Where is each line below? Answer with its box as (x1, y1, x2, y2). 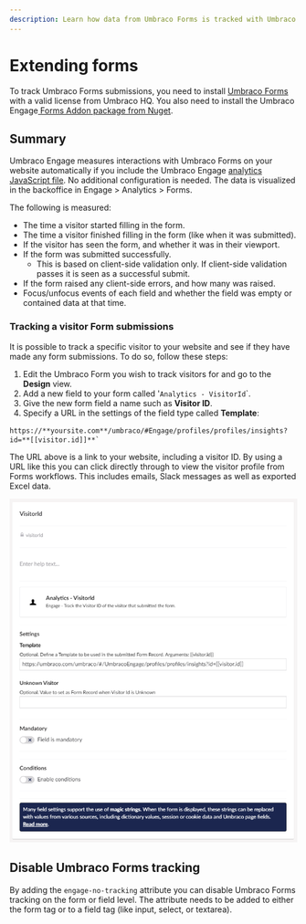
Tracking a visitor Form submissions (9, 320, 174, 333)
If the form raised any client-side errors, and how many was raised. (22, 278, 276, 289)
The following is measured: (9, 202, 111, 214)
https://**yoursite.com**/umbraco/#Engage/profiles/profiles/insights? (9, 425, 288, 436)
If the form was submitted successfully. (22, 249, 172, 260)
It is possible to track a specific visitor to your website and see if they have (9, 341, 290, 352)
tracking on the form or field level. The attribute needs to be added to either (9, 894, 294, 905)
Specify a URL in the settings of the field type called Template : (22, 407, 260, 418)
